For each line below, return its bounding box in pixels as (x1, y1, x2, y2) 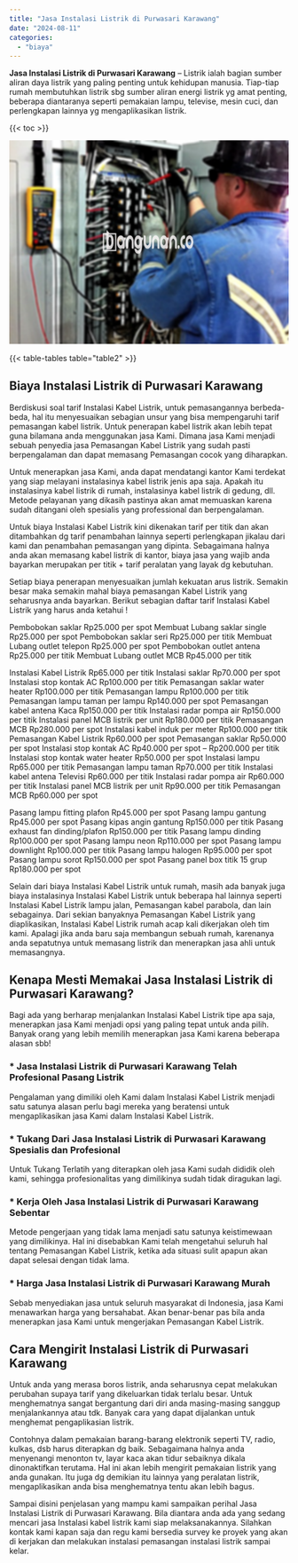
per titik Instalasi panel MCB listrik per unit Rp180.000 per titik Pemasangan (9, 714, 284, 725)
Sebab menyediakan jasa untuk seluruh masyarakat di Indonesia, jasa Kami (9, 1297, 284, 1308)
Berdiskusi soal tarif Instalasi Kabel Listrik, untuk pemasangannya (9, 402, 248, 413)
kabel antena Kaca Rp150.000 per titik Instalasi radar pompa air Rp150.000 (9, 705, 281, 715)
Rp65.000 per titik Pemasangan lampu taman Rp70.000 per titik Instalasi (9, 762, 273, 772)
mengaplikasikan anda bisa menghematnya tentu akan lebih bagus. (9, 1481, 255, 1492)
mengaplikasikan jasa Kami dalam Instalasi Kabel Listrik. (9, 1110, 215, 1121)
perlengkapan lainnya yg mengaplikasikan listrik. (9, 106, 187, 116)
